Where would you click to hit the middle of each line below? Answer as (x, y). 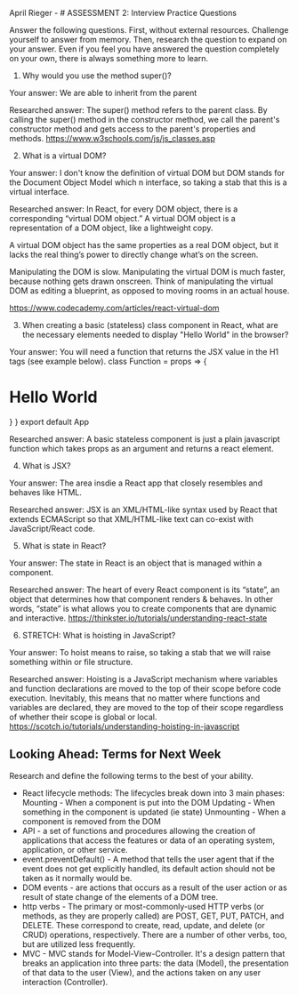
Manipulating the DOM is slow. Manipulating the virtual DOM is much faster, (148, 272)
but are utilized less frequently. (79, 944)
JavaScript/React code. (52, 528)
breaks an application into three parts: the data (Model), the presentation (155, 963)
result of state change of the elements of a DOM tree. (120, 896)
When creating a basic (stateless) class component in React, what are (150, 325)
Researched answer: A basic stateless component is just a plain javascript (145, 438)
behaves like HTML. (46, 492)
